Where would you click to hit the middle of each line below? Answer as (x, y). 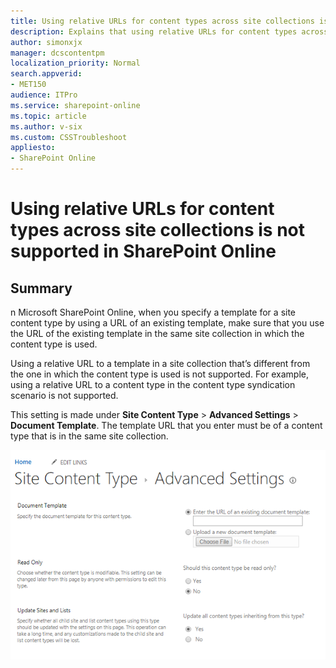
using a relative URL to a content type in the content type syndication (153, 384)
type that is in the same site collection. (89, 436)
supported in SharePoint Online (143, 251)
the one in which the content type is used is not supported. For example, (159, 374)
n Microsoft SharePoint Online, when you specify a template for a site (153, 312)
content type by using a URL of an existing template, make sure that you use (167, 323)
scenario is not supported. (64, 395)
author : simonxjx (46, 42)
